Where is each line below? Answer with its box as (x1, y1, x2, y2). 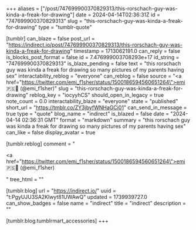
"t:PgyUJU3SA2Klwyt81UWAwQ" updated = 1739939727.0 (6, 194, 148, 200)
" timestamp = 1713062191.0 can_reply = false (70, 48, 181, 55)
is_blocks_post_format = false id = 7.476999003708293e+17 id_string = (6, 54, 180, 60)
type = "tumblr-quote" (38, 23, 92, 31)
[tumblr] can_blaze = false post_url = (6, 35, 95, 42)
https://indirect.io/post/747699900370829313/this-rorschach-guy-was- (8, 41, 183, 48)
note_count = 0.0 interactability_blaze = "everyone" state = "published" (6, 98, 178, 104)
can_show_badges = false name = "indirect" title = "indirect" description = (6, 199, 186, 207)
